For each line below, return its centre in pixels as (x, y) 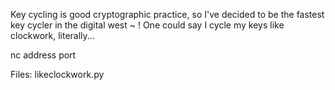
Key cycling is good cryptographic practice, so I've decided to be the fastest (167, 14)
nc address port (43, 55)
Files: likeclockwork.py (57, 74)
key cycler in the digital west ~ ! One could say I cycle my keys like (147, 25)
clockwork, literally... (52, 35)
